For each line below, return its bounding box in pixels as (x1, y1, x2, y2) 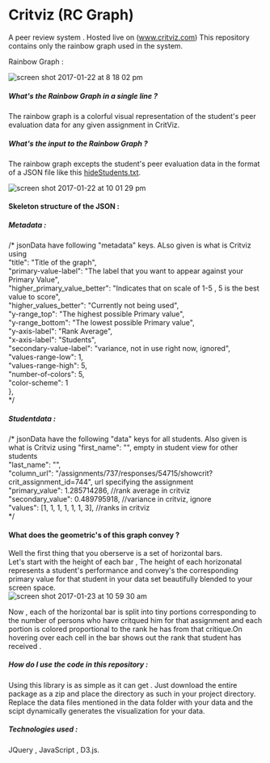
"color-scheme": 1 (8, 378, 69, 388)
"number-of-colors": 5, (8, 370, 85, 379)
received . (8, 641, 42, 651)
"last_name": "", (8, 460, 61, 470)
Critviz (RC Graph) (8, 6, 134, 24)
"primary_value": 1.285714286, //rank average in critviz (8, 485, 191, 495)
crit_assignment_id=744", (8, 477, 93, 487)
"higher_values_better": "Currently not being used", (8, 301, 179, 311)
